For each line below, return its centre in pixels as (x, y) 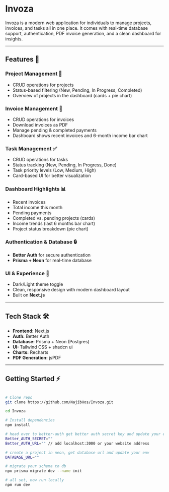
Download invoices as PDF (40, 125)
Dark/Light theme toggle (38, 284)
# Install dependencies (30, 420)
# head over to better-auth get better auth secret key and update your (83, 434)
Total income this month (37, 207)
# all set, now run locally (35, 480)
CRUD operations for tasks (40, 160)
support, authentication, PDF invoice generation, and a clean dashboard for (83, 33)
